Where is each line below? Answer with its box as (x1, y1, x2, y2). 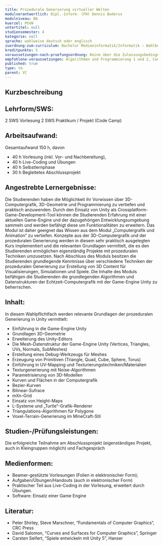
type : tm (5, 66, 23, 71)
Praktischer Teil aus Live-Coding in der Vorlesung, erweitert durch (12, 482, 145, 488)
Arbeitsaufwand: (5, 132, 58, 140)
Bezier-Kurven (12, 382, 41, 388)
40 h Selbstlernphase (12, 164, 55, 170)
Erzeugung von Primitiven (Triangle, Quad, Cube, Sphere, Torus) (12, 356, 141, 362)
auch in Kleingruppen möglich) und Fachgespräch (5, 445, 105, 451)
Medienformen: (5, 459, 53, 467)
